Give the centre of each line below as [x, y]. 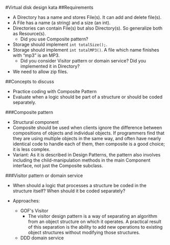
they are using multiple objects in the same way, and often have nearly [87, 138]
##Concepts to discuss [30, 82]
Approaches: [26, 201]
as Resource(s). [29, 34]
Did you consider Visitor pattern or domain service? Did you [83, 61]
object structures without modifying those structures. [84, 232]
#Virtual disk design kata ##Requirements [49, 7]
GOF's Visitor [34, 211]
